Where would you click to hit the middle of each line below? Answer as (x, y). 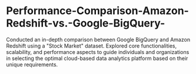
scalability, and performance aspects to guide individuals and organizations (98, 52)
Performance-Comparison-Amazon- (98, 11)
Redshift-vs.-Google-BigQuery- (86, 23)
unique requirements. (32, 64)
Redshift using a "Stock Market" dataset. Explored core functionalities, (92, 46)
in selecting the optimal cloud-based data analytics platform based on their (97, 58)
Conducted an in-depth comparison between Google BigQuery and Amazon (98, 39)
